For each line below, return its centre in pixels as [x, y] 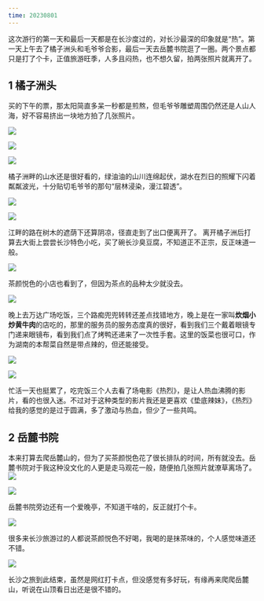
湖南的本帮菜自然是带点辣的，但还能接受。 [84, 344]
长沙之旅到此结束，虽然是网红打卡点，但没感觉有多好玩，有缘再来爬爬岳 [125, 580]
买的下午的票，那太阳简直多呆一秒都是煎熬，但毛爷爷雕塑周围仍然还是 [122, 106]
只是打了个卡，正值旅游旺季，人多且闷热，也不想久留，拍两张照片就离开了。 [132, 58]
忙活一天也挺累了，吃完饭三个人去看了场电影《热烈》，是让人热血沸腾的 [123, 390]
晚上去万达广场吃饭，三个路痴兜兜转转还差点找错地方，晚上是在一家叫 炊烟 [128, 315]
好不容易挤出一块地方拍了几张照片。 [80, 115]
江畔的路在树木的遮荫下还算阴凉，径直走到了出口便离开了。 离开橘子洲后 [126, 233]
